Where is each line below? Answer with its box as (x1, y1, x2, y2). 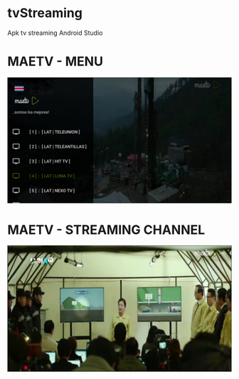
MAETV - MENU (7, 53, 103, 70)
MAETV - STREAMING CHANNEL (7, 222, 206, 237)
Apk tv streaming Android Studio (7, 28, 103, 37)
